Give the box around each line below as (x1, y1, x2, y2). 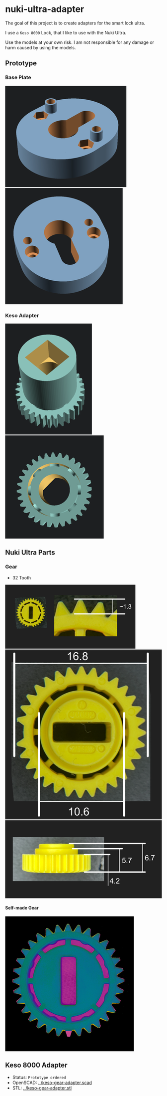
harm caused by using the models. (5, 44, 76, 50)
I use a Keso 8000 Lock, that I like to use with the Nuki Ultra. (5, 29, 127, 35)
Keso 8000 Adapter (5, 1061, 68, 1070)
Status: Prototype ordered (12, 1074, 66, 1080)
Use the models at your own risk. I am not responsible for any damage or (5, 39, 155, 45)
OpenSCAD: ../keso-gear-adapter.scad (12, 1080, 92, 1086)
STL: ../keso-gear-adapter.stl (12, 1085, 72, 1091)
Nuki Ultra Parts (5, 548, 56, 557)
